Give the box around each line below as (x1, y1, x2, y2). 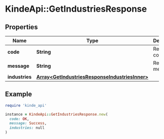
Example (5, 90, 32, 99)
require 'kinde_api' (5, 103, 47, 108)
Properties (5, 23, 38, 31)
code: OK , (9, 116, 29, 121)
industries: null (9, 125, 45, 130)
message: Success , (9, 121, 47, 126)
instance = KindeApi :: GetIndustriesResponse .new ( (5, 112, 108, 117)
